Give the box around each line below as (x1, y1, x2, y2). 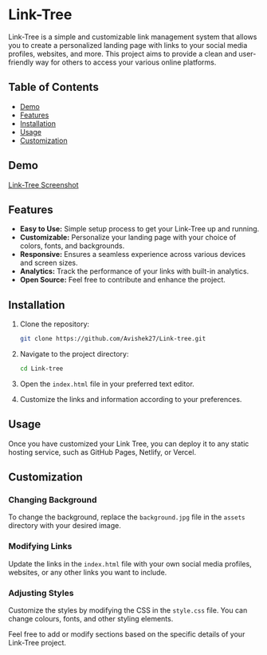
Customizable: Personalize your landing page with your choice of (19, 233, 237, 243)
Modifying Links (8, 541, 73, 552)
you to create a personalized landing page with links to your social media (8, 40, 248, 49)
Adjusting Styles (8, 587, 74, 598)
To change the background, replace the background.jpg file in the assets (8, 512, 245, 522)
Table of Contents (8, 81, 100, 94)
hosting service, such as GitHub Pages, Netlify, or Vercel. (8, 447, 197, 456)
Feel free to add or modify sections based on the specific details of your (8, 629, 245, 639)
